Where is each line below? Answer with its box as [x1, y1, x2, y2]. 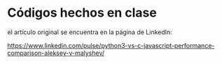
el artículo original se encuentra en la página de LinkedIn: [7, 28, 173, 36]
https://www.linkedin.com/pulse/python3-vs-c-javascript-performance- [7, 41, 215, 49]
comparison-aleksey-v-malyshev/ [7, 49, 105, 57]
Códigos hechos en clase [7, 5, 158, 21]
